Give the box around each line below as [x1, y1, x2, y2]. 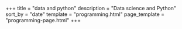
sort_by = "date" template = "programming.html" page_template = [5, 11, 165, 18]
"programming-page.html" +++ [5, 17, 81, 23]
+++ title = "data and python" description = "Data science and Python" [5, 5, 177, 11]
